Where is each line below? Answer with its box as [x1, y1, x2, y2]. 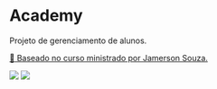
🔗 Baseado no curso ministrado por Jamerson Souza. [9, 52, 208, 63]
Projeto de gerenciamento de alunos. [9, 35, 147, 46]
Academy [9, 5, 83, 26]
